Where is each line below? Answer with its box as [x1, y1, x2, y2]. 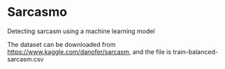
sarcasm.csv [7, 55, 44, 63]
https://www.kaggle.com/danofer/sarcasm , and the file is [7, 48, 172, 56]
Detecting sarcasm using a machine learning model [7, 27, 155, 35]
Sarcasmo [7, 4, 68, 20]
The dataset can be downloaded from [7, 40, 116, 48]
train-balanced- [173, 48, 219, 56]
